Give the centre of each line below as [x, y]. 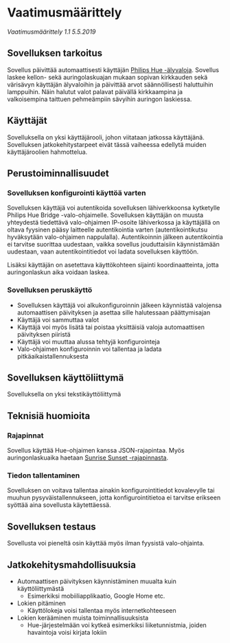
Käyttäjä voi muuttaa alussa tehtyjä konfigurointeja [88, 341]
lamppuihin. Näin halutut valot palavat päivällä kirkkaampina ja [95, 91]
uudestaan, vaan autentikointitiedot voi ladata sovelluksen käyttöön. [103, 251]
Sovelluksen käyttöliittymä [66, 377]
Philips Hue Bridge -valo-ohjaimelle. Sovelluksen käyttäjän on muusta [105, 215]
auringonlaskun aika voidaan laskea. [58, 272]
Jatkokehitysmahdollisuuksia [71, 565]
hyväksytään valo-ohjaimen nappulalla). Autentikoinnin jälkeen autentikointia [115, 237]
